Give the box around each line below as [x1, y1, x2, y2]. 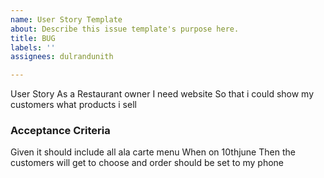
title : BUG [10, 33, 56, 43]
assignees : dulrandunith [10, 52, 114, 62]
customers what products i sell [10, 99, 137, 111]
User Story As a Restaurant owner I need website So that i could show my [10, 88, 315, 100]
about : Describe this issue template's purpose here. [10, 24, 240, 34]
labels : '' [10, 42, 56, 53]
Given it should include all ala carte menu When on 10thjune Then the [10, 146, 296, 158]
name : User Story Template [10, 14, 123, 25]
